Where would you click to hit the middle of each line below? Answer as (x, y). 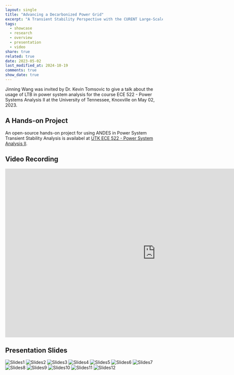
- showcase (21, 28)
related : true (20, 56)
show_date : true (22, 75)
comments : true (21, 70)
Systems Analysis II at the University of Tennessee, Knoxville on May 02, (80, 99)
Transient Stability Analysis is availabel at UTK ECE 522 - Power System (79, 138)
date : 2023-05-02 (23, 61)
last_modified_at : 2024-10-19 (37, 65)
